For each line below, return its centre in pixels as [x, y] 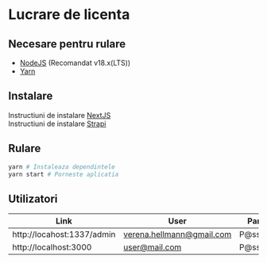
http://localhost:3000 [52, 247]
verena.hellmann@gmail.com [177, 234]
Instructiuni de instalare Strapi [57, 124]
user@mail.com [152, 247]
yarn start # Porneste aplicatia [64, 174]
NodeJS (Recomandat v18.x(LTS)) [75, 63]
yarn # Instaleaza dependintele [62, 167]
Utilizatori [33, 198]
